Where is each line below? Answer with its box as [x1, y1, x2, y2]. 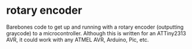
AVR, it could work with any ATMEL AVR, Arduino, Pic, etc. [6, 36, 149, 43]
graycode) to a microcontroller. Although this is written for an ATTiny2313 [6, 29, 187, 36]
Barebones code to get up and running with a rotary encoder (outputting [6, 23, 184, 30]
